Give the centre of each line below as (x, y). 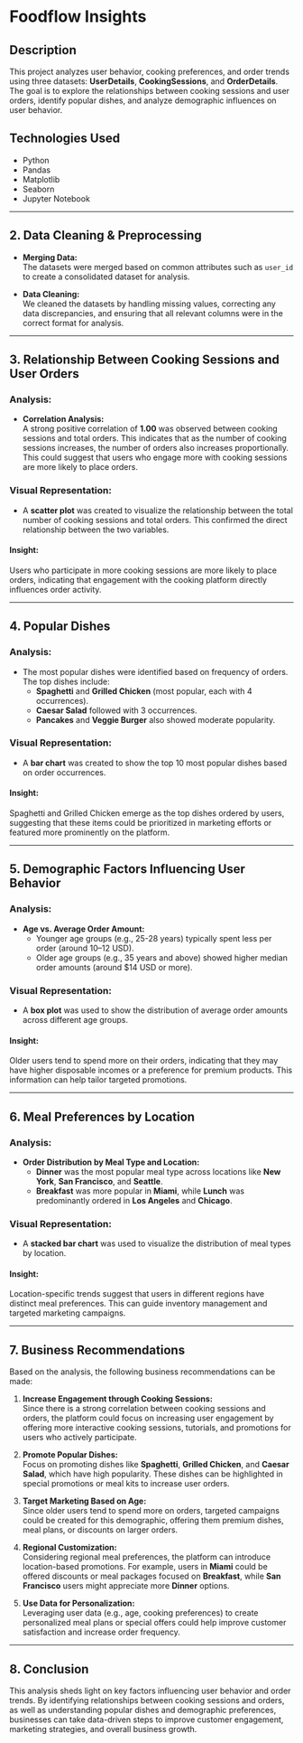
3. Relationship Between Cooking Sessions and (144, 360)
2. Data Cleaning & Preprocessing (106, 235)
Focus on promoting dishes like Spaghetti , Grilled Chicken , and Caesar (156, 1465)
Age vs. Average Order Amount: (83, 929)
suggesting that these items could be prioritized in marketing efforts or (141, 823)
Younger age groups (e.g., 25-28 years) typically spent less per (154, 938)
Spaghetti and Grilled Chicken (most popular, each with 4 (144, 691)
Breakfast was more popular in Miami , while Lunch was (140, 1191)
